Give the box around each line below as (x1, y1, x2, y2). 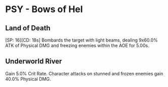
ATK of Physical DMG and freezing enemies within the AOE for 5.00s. (5, 42, 149, 49)
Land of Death (5, 24, 51, 32)
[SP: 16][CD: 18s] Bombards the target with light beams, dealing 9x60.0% (5, 37, 158, 43)
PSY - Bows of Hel (5, 4, 83, 15)
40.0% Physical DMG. (5, 76, 51, 82)
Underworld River (5, 57, 62, 66)
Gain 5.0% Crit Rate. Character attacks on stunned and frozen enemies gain (5, 70, 163, 76)
